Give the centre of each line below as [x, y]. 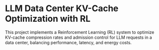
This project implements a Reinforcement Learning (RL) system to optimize [79, 32]
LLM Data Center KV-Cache [62, 8]
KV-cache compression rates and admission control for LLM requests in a [79, 37]
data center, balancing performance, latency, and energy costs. [68, 42]
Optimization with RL [48, 19]
